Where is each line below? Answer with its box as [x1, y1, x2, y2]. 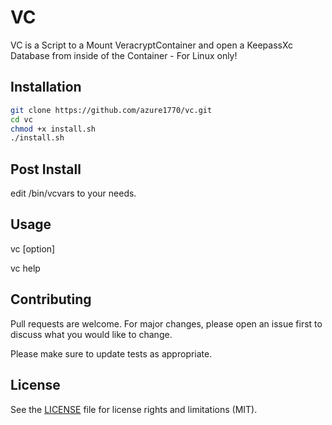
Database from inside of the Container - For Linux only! [10, 49, 238, 61]
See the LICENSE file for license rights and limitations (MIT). [10, 403, 258, 415]
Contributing [10, 291, 92, 308]
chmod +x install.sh [10, 124, 97, 134]
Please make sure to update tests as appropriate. [10, 347, 213, 360]
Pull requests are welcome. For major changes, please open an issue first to [10, 317, 323, 330]
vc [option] [10, 242, 56, 255]
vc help [10, 262, 41, 274]
